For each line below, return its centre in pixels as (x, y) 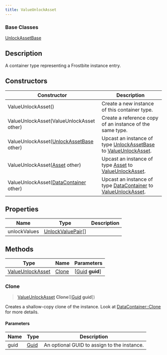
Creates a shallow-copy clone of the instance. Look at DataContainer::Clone (83, 307)
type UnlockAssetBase (128, 144)
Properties (22, 209)
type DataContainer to (127, 185)
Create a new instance (128, 103)
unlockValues (23, 231)
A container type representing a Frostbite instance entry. (63, 66)
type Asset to (117, 165)
